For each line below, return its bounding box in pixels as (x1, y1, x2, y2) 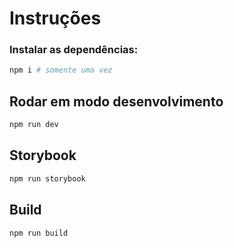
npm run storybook (9, 173, 86, 184)
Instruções (9, 7, 102, 30)
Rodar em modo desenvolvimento (9, 93, 224, 110)
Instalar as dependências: (9, 43, 139, 57)
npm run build (9, 228, 69, 238)
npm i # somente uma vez (9, 65, 113, 76)
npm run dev (9, 120, 59, 130)
